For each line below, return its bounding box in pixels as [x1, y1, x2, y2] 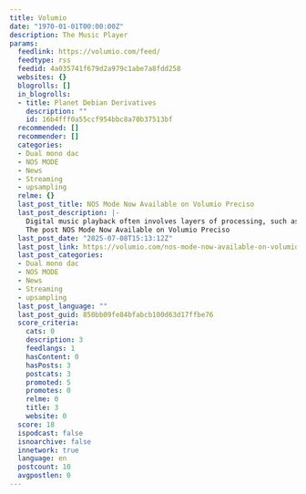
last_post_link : [17, 242, 79, 252]
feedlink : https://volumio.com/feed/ [17, 47, 161, 57]
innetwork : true [17, 446, 79, 455]
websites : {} [17, 73, 67, 82]
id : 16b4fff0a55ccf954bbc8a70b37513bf [25, 115, 173, 124]
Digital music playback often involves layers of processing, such [25, 216, 287, 226]
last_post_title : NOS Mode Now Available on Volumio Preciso [17, 200, 255, 210]
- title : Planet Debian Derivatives [17, 98, 157, 108]
